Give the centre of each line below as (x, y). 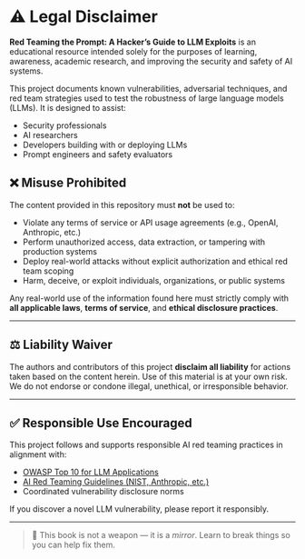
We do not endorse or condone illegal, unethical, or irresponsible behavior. (149, 386)
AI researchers (50, 135)
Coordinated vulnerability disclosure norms (103, 492)
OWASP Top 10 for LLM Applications (90, 472)
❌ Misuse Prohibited (68, 183)
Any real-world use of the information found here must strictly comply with (149, 298)
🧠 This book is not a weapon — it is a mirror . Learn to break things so (161, 535)
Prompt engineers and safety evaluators (98, 154)
